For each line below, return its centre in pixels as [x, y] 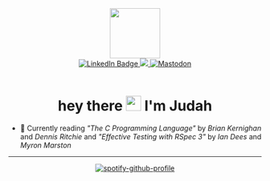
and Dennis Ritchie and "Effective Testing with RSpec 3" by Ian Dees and [141, 136]
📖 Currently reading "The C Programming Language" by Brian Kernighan [141, 128]
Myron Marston [46, 145]
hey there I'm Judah [135, 106]
